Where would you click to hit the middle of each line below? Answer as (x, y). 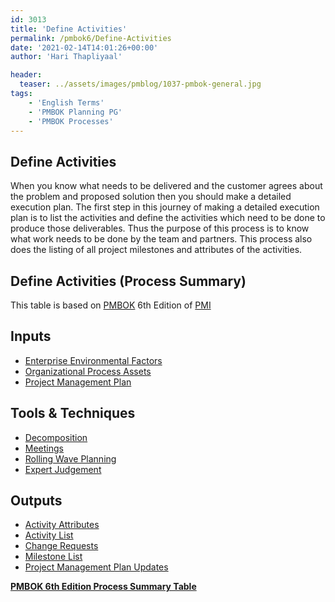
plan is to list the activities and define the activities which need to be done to (168, 218)
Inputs (31, 336)
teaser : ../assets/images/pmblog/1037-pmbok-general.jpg (140, 84)
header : (26, 75)
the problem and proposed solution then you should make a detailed (151, 197)
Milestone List (53, 557)
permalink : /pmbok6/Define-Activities (91, 38)
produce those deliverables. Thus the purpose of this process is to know (160, 228)
